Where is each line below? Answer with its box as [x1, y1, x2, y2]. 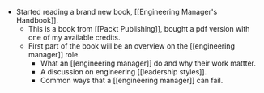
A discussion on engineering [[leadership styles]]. [40, 67, 207, 76]
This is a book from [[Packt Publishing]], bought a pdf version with [28, 24, 250, 33]
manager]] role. [28, 50, 81, 59]
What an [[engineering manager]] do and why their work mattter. [40, 58, 257, 68]
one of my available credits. [28, 32, 121, 42]
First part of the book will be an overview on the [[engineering [28, 41, 235, 51]
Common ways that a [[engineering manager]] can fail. [40, 76, 224, 85]
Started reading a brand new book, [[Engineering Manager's [15, 7, 218, 16]
